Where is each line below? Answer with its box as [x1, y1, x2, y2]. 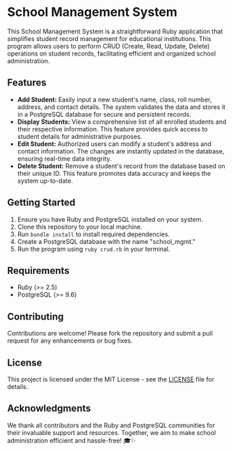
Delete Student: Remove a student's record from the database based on [17, 161, 226, 170]
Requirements [7, 265, 70, 277]
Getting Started [7, 197, 76, 208]
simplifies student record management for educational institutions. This [7, 34, 211, 42]
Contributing [7, 311, 64, 322]
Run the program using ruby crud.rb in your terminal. [17, 245, 170, 253]
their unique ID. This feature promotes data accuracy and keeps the [17, 169, 211, 177]
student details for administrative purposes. [17, 132, 143, 140]
